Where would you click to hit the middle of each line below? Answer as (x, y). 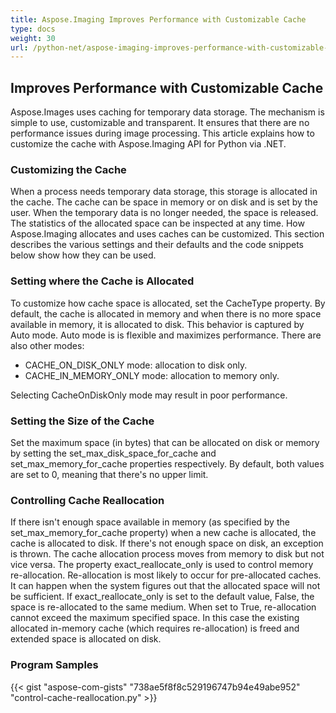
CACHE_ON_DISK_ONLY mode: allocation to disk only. (136, 365)
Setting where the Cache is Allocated (102, 281)
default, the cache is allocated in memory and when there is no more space (166, 313)
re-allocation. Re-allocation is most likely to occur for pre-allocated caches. (166, 575)
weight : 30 (33, 38)
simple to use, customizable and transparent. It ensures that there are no (160, 123)
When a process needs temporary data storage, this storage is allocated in (164, 192)
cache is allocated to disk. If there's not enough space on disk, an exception (167, 543)
